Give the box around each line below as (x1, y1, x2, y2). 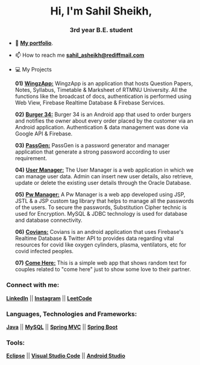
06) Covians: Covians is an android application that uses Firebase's (14, 228, 184, 236)
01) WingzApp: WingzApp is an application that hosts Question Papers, (14, 80, 193, 87)
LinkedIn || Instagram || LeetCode (6, 294, 92, 302)
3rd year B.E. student (69, 26, 133, 34)
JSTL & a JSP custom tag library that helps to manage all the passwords (14, 198, 194, 205)
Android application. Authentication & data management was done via (14, 124, 189, 131)
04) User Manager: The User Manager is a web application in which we (14, 166, 194, 173)
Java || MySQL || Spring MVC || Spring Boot (6, 323, 118, 331)
